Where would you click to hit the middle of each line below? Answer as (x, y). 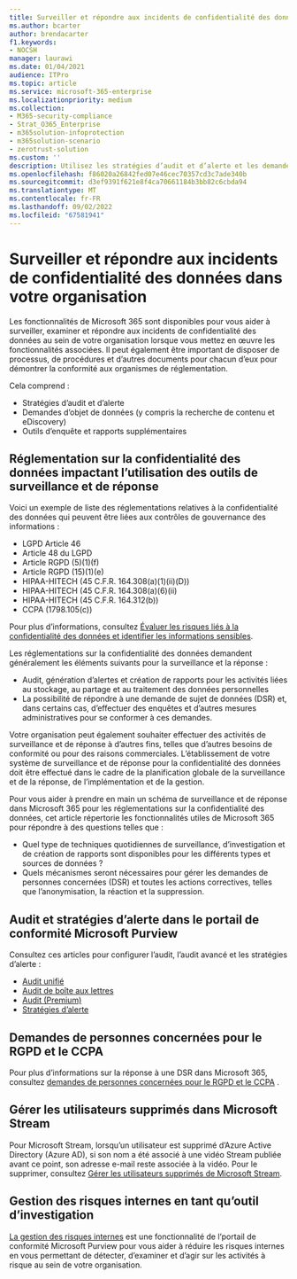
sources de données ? (62, 863)
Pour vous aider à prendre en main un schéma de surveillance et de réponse (148, 799)
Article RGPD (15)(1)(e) (63, 572)
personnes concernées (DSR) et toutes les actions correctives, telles (147, 882)
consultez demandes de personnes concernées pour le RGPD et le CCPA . (145, 1082)
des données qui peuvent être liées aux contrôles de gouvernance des (138, 517)
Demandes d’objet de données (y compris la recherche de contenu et (148, 412)
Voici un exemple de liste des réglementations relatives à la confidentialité (144, 508)
